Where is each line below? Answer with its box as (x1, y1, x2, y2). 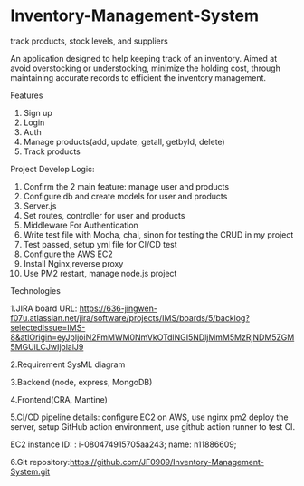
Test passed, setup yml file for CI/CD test (23, 238, 177, 249)
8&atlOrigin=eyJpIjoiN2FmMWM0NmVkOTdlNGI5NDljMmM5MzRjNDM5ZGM (10, 332, 295, 343)
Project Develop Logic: (10, 163, 95, 174)
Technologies (10, 285, 62, 296)
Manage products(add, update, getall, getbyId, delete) (23, 136, 225, 147)
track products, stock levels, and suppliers (10, 35, 168, 46)
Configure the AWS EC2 (23, 248, 113, 259)
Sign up (23, 107, 52, 118)
